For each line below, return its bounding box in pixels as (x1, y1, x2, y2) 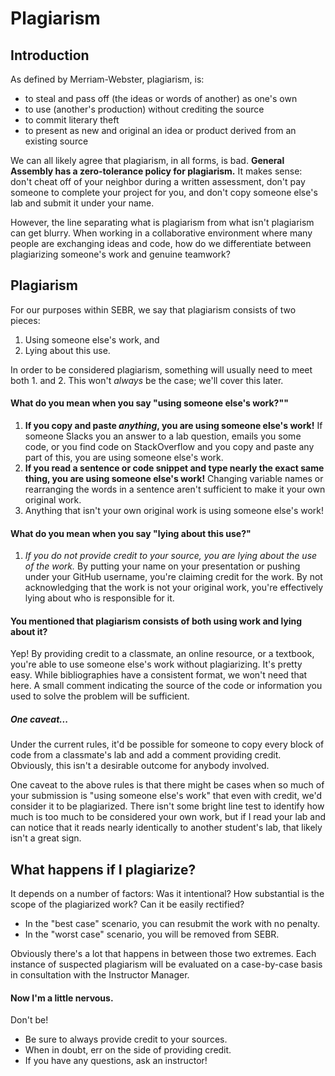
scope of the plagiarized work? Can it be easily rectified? (10, 898, 245, 911)
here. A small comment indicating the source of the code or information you (10, 680, 323, 692)
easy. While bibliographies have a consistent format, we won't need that (10, 669, 308, 681)
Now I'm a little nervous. (10, 992, 114, 1004)
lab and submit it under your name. (10, 197, 155, 209)
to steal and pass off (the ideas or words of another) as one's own (24, 93, 298, 104)
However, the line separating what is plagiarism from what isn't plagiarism (10, 217, 315, 228)
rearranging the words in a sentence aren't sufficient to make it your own (24, 483, 326, 496)
